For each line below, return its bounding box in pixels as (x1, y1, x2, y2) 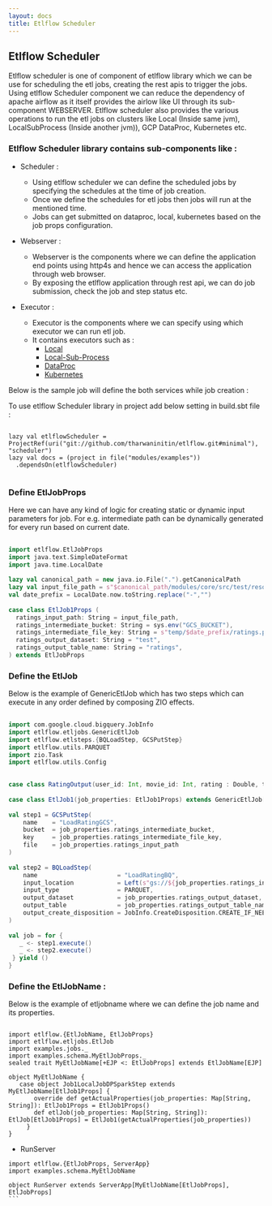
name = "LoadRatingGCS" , (23, 818, 117, 826)
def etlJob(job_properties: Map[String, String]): (33, 1109, 208, 1117)
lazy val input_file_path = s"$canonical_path (8, 584, 168, 592)
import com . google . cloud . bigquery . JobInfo (8, 721, 154, 729)
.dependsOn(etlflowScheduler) (15, 460, 117, 469)
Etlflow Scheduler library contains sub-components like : (8, 143, 237, 154)
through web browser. (32, 269, 107, 278)
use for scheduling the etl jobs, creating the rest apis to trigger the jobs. (8, 80, 248, 89)
